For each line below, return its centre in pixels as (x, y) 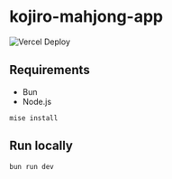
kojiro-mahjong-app (86, 17)
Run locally (41, 146)
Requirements (50, 70)
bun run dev (32, 166)
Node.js (37, 101)
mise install (34, 118)
